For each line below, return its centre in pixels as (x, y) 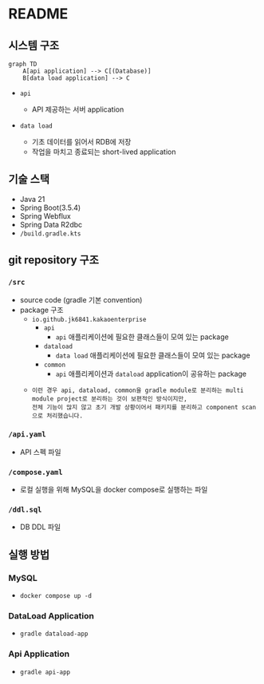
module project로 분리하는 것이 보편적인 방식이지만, (109, 399)
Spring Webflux (45, 215)
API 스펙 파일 (40, 452)
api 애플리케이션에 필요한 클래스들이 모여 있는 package (142, 337)
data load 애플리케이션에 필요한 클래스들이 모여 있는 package (153, 355)
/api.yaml (27, 435)
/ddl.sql (25, 510)
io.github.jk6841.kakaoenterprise (89, 319)
